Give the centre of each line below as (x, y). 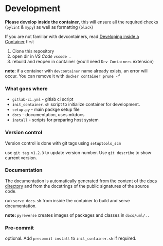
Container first (19, 41)
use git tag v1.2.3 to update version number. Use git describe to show (78, 152)
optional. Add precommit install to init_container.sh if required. (71, 238)
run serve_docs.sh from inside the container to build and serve (68, 200)
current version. (21, 158)
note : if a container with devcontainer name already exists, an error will (76, 70)
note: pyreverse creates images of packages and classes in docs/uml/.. (77, 215)
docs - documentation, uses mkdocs (48, 115)
